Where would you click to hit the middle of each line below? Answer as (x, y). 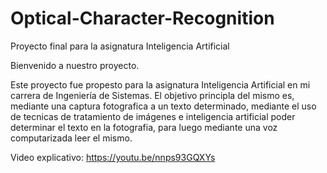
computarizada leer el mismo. (71, 138)
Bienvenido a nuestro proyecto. (75, 65)
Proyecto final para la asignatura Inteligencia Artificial (120, 46)
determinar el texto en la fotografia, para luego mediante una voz (144, 127)
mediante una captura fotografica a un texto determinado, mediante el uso (163, 106)
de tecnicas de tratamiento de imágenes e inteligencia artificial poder (153, 116)
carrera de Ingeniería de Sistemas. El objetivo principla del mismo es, (152, 95)
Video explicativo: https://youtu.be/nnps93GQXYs (113, 157)
